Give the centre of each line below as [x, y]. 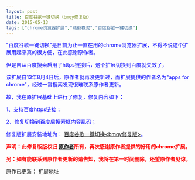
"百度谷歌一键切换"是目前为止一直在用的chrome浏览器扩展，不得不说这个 [95, 45]
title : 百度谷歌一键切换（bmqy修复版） [49, 17]
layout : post [22, 11]
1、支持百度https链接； [34, 109]
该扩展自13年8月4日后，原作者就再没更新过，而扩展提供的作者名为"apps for [97, 77]
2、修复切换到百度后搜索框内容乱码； [51, 122]
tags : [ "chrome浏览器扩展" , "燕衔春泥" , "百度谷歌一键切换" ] [72, 28]
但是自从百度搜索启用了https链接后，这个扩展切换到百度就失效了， [87, 65]
